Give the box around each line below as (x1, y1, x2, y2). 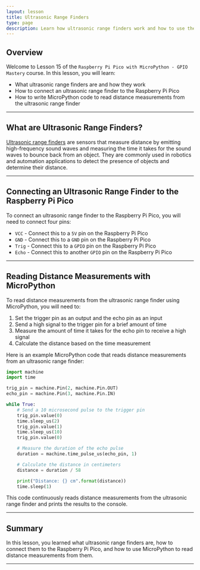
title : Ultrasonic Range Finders (6, 14, 89, 20)
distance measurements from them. (6, 552, 94, 559)
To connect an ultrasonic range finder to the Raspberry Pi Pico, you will (6, 212, 181, 219)
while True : (6, 402, 36, 408)
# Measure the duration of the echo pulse (17, 446, 124, 452)
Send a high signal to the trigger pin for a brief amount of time (14, 321, 167, 328)
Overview (6, 47, 43, 57)
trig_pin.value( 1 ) (17, 424, 62, 430)
